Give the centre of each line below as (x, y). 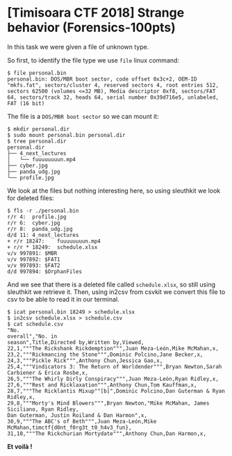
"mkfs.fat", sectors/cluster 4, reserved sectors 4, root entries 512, (113, 85)
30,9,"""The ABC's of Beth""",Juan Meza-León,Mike (82, 421)
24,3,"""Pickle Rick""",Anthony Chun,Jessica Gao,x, (85, 360)
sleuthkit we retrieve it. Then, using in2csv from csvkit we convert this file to (116, 292)
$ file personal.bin (37, 73)
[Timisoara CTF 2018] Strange (96, 13)
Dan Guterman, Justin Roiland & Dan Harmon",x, (77, 415)
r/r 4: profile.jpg (37, 217)
